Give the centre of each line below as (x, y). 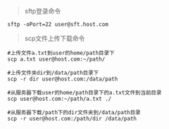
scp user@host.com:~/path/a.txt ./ (60, 99)
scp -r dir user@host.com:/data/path (63, 79)
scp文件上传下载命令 (55, 38)
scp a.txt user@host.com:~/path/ (56, 59)
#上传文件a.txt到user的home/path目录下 (61, 53)
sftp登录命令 (43, 11)
